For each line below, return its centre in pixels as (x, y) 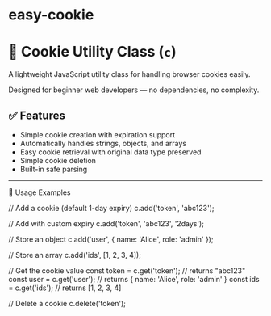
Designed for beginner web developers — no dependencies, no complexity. (134, 90)
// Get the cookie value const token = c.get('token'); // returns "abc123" (127, 270)
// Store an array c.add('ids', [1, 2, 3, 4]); (75, 255)
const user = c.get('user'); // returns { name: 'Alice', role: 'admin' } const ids (134, 279)
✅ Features (37, 115)
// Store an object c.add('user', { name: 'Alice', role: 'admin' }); (111, 239)
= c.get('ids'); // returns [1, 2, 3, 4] (65, 288)
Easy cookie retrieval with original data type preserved (110, 152)
